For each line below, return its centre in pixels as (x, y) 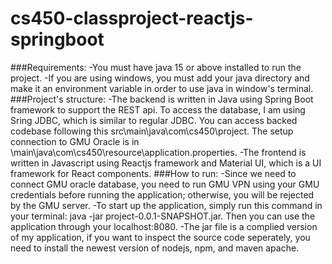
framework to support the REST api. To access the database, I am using (158, 109)
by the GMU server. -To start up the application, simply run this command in (166, 205)
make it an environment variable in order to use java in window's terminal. (162, 88)
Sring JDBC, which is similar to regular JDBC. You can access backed (154, 120)
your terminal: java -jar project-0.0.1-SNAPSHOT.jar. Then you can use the (163, 216)
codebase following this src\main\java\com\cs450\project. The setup (152, 131)
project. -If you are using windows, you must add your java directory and (160, 78)
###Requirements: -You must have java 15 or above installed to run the (156, 67)
